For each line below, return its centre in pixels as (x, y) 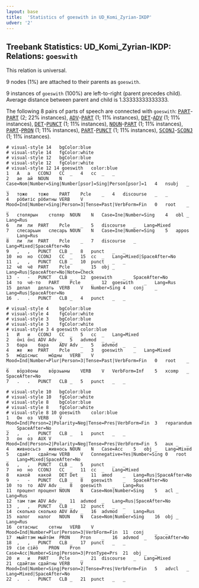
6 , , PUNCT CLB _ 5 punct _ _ (66, 465)
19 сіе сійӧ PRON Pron (44, 548)
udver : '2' (20, 23)
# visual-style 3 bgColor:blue (49, 319)
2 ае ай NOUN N (34, 179)
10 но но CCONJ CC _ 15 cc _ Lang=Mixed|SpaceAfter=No (91, 257)
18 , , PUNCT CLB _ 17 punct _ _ (66, 543)
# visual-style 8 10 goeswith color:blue (62, 413)
